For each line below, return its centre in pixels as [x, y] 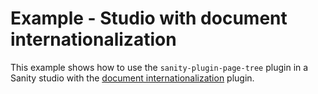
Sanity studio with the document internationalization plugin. [132, 78]
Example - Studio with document [149, 18]
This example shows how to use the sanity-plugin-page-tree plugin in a [159, 67]
